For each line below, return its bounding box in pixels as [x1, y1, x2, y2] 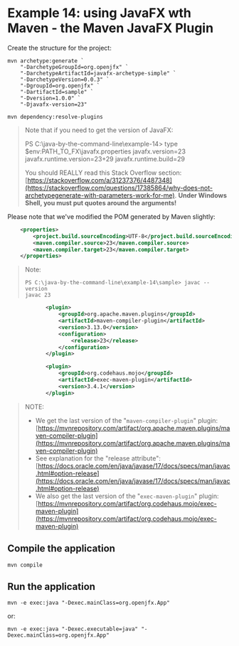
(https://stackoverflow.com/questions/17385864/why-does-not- [24, 183, 213, 192]
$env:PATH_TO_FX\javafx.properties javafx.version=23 [24, 147, 186, 156]
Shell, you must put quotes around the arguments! [24, 198, 176, 207]
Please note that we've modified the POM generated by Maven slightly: [7, 212, 216, 221]
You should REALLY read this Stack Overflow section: [24, 168, 182, 177]
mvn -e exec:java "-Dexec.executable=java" [7, 625, 139, 633]
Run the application [7, 581, 96, 593]
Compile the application [7, 542, 116, 555]
